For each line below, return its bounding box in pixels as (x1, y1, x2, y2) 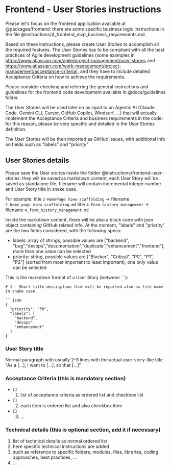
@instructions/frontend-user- (101, 169, 164, 176)
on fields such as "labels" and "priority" (5, 141, 89, 147)
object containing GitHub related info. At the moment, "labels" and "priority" (5, 222, 165, 228)
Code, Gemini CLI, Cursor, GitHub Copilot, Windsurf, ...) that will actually (5, 110, 157, 116)
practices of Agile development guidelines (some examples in (5, 52, 135, 58)
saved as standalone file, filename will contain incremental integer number (5, 180, 162, 187)
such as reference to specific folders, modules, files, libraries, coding (12, 449, 159, 455)
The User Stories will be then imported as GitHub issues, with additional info (5, 136, 165, 142)
